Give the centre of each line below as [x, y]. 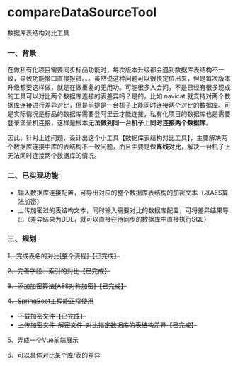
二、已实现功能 [33, 176]
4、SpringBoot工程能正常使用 [51, 301]
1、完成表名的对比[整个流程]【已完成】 [64, 256]
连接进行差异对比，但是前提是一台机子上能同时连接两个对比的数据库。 [122, 105]
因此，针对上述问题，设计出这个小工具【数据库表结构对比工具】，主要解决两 [118, 138]
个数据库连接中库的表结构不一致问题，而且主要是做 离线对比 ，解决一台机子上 [119, 147]
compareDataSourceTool [82, 12]
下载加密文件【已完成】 [52, 316]
